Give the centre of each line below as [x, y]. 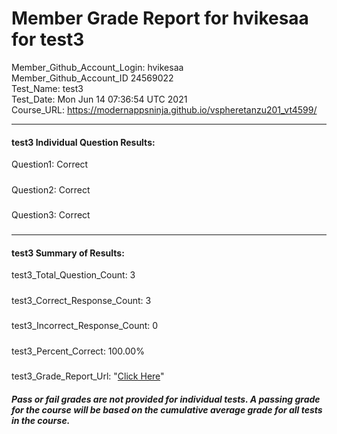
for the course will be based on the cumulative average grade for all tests [167, 409]
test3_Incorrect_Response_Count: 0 [85, 326]
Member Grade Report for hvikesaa [160, 18]
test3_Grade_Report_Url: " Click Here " [88, 376]
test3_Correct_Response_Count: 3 [81, 300]
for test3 [48, 39]
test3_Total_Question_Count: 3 [73, 275]
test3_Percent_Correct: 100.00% [78, 351]
